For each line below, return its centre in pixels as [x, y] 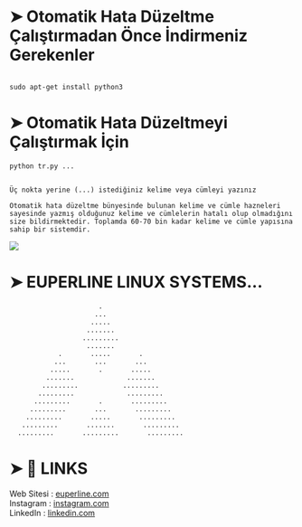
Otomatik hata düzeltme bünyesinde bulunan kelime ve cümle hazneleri [145, 205]
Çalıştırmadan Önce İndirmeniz [129, 36]
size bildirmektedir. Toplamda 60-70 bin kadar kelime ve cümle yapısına [151, 221]
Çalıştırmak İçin [69, 142]
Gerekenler [52, 55]
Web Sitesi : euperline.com [60, 494]
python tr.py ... [42, 166]
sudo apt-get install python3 [66, 87]
